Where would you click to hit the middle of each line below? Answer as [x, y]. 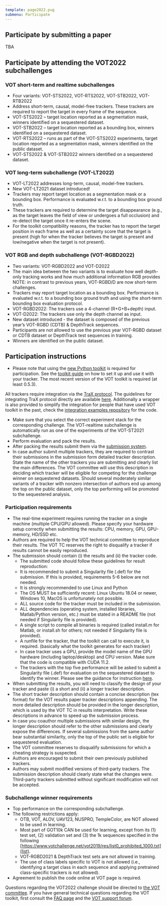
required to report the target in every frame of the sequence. [75, 112]
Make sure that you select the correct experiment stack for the [77, 420]
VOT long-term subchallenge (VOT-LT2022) [60, 172]
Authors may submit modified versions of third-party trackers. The [81, 769]
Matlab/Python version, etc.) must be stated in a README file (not [88, 614]
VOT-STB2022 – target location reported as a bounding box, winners [83, 128]
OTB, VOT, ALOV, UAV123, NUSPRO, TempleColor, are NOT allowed [89, 819]
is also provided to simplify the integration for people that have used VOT [80, 405]
